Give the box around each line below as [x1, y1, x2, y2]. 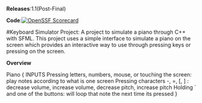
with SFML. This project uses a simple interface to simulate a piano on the [6, 35, 191, 42]
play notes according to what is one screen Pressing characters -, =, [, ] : [6, 78, 189, 84]
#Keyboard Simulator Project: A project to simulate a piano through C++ [6, 28, 186, 36]
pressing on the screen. [6, 48, 66, 55]
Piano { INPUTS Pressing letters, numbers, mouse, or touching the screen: [6, 71, 192, 78]
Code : [6, 17, 22, 23]
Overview [6, 60, 32, 66]
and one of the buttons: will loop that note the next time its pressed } [6, 90, 178, 97]
